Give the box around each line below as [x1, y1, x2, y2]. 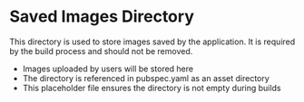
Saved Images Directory [9, 6, 195, 27]
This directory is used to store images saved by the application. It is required [9, 36, 296, 47]
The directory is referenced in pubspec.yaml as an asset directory [22, 72, 270, 83]
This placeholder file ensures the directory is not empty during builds [22, 82, 281, 93]
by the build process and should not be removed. [9, 45, 193, 56]
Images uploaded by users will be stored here [22, 63, 193, 74]
